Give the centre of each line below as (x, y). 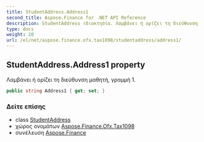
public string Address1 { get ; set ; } (56, 91)
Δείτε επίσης (26, 106)
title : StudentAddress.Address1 (47, 12)
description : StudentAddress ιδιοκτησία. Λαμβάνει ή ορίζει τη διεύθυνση (102, 23)
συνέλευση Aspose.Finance (51, 132)
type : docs (20, 29)
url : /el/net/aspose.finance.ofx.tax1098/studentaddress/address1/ (94, 40)
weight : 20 (20, 35)
